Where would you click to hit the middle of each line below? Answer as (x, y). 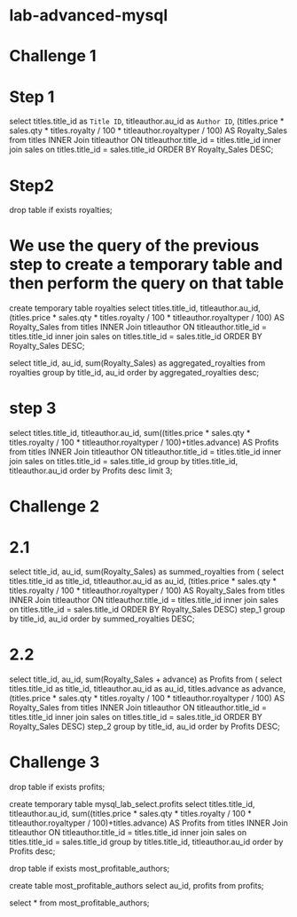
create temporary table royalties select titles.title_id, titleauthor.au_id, (135, 308)
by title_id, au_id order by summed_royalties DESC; (102, 619)
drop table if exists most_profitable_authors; (90, 869)
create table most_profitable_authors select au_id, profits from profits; (137, 886)
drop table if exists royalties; (61, 210)
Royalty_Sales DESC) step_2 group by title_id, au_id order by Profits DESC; (145, 727)
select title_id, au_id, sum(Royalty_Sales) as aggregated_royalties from (137, 363)
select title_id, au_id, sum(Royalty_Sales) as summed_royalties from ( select (147, 572)
